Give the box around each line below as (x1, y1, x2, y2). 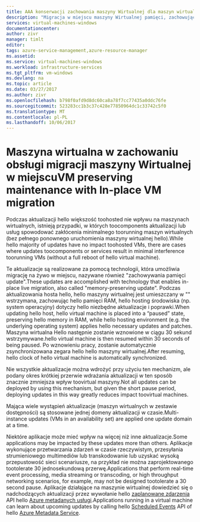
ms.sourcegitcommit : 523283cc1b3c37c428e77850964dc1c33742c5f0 (6, 103, 167, 109)
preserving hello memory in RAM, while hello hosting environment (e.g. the (6, 316, 189, 323)
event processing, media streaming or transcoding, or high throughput (6, 471, 179, 478)
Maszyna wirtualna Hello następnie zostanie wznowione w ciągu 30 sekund (6, 329, 192, 336)
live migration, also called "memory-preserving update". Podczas (20, 285, 181, 292)
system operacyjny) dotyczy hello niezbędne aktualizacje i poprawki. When (6, 304, 190, 311)
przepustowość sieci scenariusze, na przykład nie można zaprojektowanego (6, 459, 193, 466)
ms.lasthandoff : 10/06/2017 (6, 120, 76, 126)
